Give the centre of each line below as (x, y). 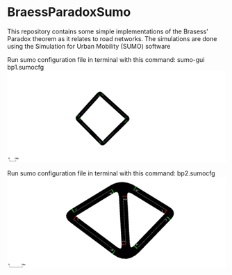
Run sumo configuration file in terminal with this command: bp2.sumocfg (111, 173)
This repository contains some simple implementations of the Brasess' (108, 31)
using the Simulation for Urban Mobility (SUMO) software (89, 46)
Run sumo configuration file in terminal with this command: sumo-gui (106, 59)
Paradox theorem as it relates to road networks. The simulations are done (112, 38)
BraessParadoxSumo (69, 12)
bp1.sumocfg (26, 67)
